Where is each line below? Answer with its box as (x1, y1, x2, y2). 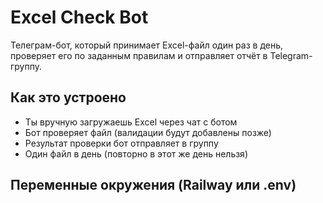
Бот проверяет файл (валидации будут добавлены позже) (24, 126, 272, 138)
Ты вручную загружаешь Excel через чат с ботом (24, 116, 238, 128)
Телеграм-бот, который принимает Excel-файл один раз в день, (10, 39, 284, 51)
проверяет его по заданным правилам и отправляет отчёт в (10, 49, 268, 61)
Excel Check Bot (10, 6, 149, 29)
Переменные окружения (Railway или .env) (10, 177, 297, 194)
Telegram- (269, 49, 313, 61)
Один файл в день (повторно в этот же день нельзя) (24, 147, 248, 160)
